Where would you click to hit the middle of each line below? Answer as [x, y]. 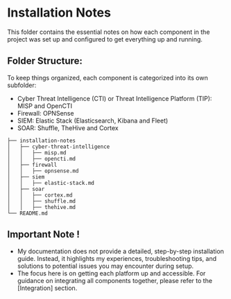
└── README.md [28, 213]
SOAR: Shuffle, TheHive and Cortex [68, 128]
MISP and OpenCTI [45, 106]
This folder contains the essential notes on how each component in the [109, 32]
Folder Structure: [45, 61]
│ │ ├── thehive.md [42, 207]
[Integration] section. [47, 288]
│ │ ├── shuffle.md [42, 201]
